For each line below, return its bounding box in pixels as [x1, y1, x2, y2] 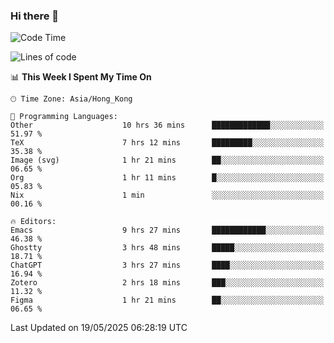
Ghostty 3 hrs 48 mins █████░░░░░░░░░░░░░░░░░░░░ [10, 243, 325, 253]
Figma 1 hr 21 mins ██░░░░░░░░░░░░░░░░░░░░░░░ [10, 295, 325, 306]
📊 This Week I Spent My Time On [10, 71, 152, 83]
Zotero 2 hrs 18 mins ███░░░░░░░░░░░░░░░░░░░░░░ [10, 278, 325, 288]
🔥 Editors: [10, 217, 57, 227]
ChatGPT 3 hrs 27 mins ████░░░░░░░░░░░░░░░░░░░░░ [10, 260, 325, 271]
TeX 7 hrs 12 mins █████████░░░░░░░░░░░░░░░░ [10, 138, 325, 148]
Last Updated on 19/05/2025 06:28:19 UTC [10, 322, 188, 334]
